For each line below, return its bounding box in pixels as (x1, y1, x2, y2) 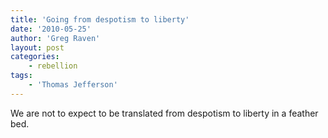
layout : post (10, 42, 65, 53)
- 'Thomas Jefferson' (28, 80, 118, 90)
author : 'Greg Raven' (10, 33, 101, 43)
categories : (10, 52, 60, 62)
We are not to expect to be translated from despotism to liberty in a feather (10, 107, 319, 119)
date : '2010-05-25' (10, 24, 92, 34)
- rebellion (28, 61, 78, 71)
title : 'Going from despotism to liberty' (10, 14, 190, 25)
